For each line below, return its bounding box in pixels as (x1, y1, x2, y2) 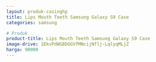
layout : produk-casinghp (6, 8, 68, 15)
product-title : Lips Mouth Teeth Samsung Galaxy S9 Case (6, 36, 151, 42)
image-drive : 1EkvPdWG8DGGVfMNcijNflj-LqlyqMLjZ (6, 41, 129, 47)
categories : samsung (6, 19, 58, 25)
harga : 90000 (6, 47, 39, 53)
